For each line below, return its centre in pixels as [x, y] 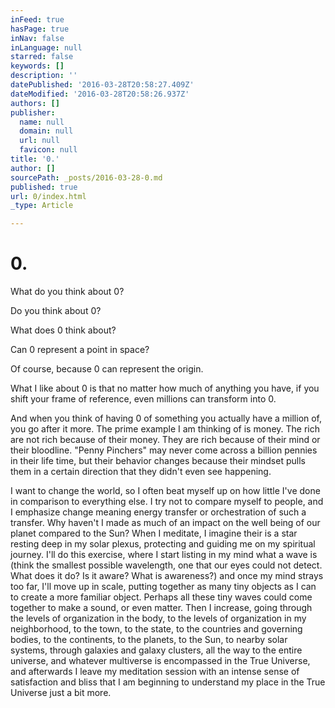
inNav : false [37, 38]
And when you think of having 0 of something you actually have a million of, [166, 418]
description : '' [44, 76]
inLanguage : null [46, 47]
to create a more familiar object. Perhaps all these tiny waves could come [161, 597]
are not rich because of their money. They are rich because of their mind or [165, 440]
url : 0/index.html [48, 196]
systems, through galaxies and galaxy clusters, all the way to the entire [156, 650]
